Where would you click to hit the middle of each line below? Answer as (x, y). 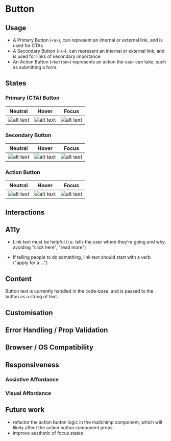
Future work (25, 410)
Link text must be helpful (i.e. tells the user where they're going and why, (89, 242)
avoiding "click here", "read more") (49, 247)
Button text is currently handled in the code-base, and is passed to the (80, 291)
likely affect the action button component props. (63, 427)
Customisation (29, 313)
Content (19, 279)
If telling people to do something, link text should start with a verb (82, 257)
